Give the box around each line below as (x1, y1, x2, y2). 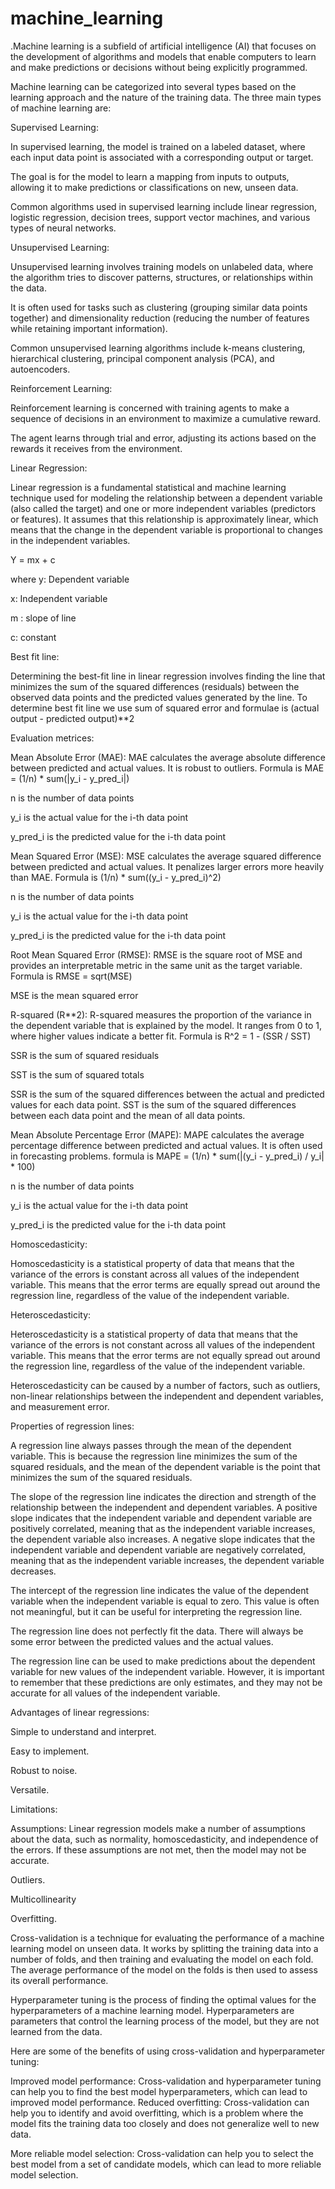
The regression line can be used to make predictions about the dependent (10, 1655, 316, 1667)
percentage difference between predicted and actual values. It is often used (10, 1139, 323, 1151)
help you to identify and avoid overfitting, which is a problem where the (10, 2107, 304, 2119)
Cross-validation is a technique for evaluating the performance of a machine (10, 1932, 325, 1944)
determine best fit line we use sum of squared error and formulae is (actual (10, 702, 320, 714)
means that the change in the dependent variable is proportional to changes (10, 523, 323, 536)
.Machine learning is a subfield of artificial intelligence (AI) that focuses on (10, 40, 317, 52)
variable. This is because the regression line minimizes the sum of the (10, 1450, 298, 1462)
